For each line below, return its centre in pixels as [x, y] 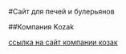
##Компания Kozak [41, 27]
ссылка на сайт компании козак [63, 42]
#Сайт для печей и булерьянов [61, 12]
